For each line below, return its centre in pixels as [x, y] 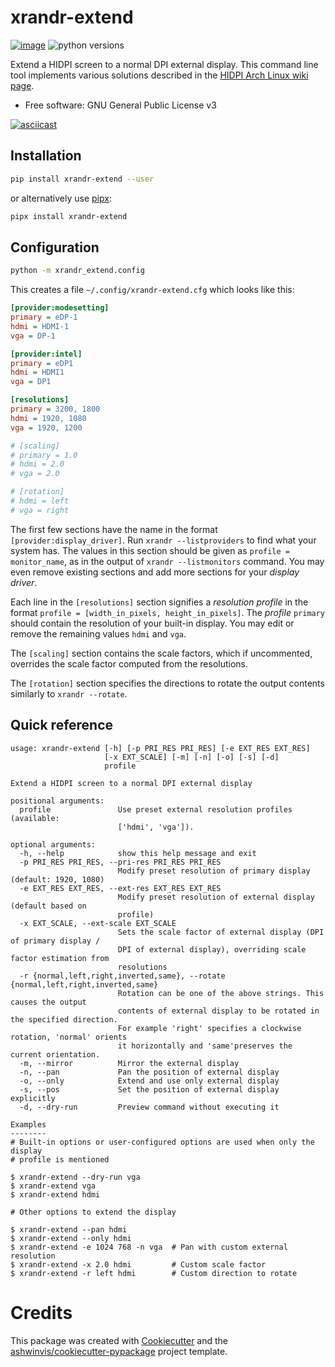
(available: [35, 818]
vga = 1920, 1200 [46, 427]
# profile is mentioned [60, 1159]
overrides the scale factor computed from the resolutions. [129, 663]
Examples [28, 1124]
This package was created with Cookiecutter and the [119, 1340]
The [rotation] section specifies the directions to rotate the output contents [167, 683]
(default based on [48, 906]
